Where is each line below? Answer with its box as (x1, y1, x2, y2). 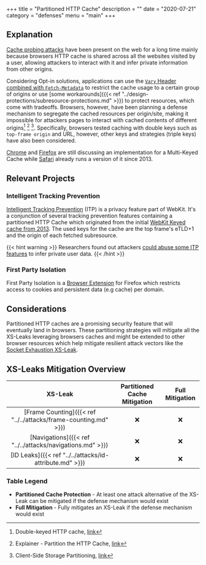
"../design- (121, 90, 149, 98)
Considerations (6, 303, 67, 314)
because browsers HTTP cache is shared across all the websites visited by (6, 52, 196, 60)
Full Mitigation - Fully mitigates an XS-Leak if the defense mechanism (15, 504, 193, 512)
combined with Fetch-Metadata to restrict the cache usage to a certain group (6, 84, 200, 91)
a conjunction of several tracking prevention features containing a (6, 212, 173, 220)
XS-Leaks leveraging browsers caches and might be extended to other (6, 333, 185, 340)
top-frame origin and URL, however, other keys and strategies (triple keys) (6, 130, 197, 138)
